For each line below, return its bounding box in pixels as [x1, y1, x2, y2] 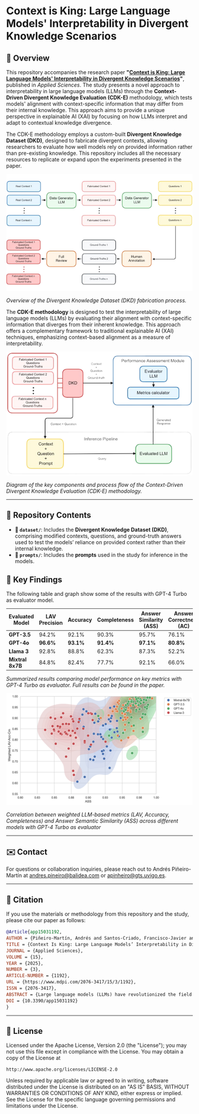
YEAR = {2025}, [6, 960, 44, 966]
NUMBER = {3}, [6, 966, 41, 973]
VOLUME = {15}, [6, 954, 44, 960]
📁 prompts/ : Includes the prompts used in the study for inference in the [14, 551, 188, 558]
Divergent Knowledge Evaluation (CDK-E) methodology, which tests [24, 94, 192, 101]
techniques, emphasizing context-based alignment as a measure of [6, 334, 171, 341]
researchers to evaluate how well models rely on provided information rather [6, 144, 192, 150]
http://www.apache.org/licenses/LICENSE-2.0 [6, 1067, 118, 1072]
